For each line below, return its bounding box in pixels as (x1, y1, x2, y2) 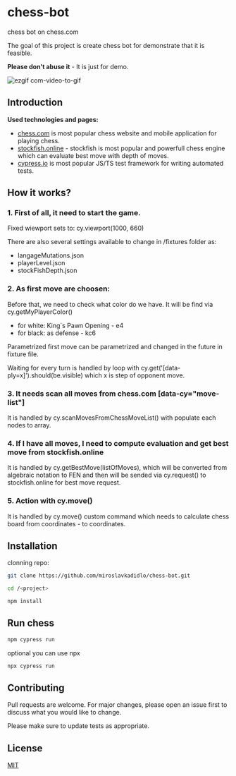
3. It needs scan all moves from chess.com (7, 389, 157, 399)
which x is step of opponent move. (84, 371, 185, 380)
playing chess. (17, 136, 60, 145)
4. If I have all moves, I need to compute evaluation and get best (7, 438, 229, 448)
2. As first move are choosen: (7, 284, 111, 293)
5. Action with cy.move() (7, 496, 93, 506)
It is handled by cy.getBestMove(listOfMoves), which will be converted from (7, 463, 228, 472)
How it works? (7, 187, 72, 199)
